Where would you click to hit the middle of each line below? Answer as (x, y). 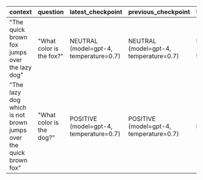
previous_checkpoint (159, 12)
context (21, 12)
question (51, 12)
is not (17, 115)
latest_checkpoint (96, 12)
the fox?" (50, 56)
